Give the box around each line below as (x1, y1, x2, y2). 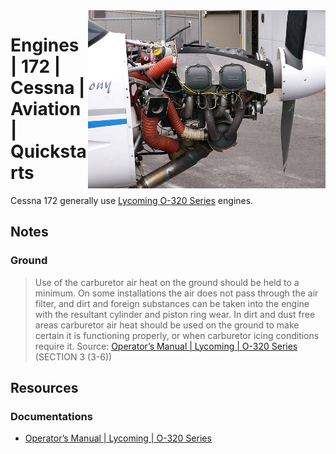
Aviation (10, 98, 82, 121)
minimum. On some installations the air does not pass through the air (34, 287, 319, 299)
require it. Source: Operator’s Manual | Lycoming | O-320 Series (34, 340, 298, 352)
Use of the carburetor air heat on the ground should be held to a (34, 276, 300, 288)
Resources (10, 380, 79, 397)
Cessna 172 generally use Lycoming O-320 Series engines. (10, 194, 254, 206)
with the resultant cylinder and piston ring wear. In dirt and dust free (34, 308, 316, 320)
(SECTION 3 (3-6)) (34, 350, 113, 363)
